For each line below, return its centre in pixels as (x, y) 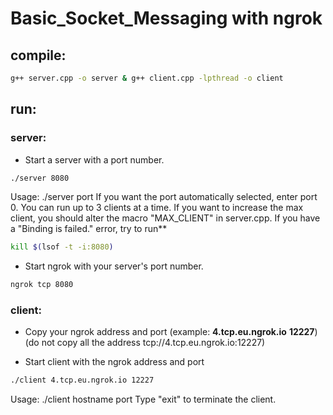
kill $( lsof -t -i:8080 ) (62, 247)
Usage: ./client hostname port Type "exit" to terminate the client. (143, 399)
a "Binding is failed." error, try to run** (89, 229)
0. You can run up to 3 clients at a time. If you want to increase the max (157, 208)
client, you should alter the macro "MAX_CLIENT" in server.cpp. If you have (165, 218)
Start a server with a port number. (94, 159)
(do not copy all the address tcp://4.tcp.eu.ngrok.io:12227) (145, 343)
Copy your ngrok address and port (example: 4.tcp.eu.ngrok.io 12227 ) (171, 332)
